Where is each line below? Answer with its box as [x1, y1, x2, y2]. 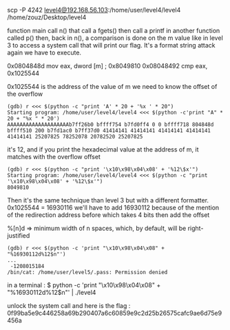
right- [187, 224, 204, 232]
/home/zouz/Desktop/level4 [7, 13, 87, 21]
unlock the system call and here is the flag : [7, 302, 131, 309]
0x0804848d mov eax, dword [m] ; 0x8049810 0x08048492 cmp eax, [7, 62, 208, 70]
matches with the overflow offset [7, 153, 101, 161]
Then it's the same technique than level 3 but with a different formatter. [7, 196, 209, 204]
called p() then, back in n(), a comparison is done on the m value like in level [7, 34, 224, 42]
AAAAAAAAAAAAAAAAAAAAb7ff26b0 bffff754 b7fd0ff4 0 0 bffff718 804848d [7, 121, 214, 128]
